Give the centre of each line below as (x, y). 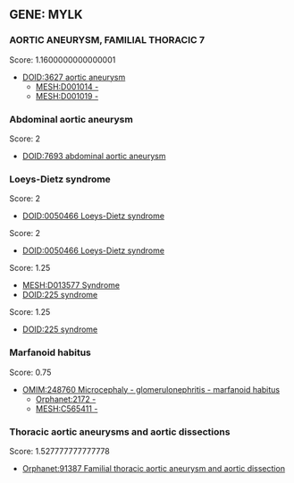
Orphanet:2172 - (66, 399)
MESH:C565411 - (67, 408)
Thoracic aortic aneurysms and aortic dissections (120, 431)
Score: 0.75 (30, 372)
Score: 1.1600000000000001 (63, 59)
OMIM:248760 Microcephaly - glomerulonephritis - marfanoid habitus (151, 389)
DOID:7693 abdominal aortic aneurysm (94, 156)
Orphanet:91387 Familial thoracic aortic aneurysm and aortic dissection (154, 468)
